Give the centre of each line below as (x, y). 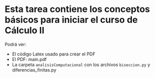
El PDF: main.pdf (29, 59)
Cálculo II (25, 30)
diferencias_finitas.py (34, 70)
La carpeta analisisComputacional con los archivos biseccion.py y (81, 64)
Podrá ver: (15, 44)
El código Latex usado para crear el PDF (54, 54)
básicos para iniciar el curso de (71, 20)
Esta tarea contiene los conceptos (77, 9)
